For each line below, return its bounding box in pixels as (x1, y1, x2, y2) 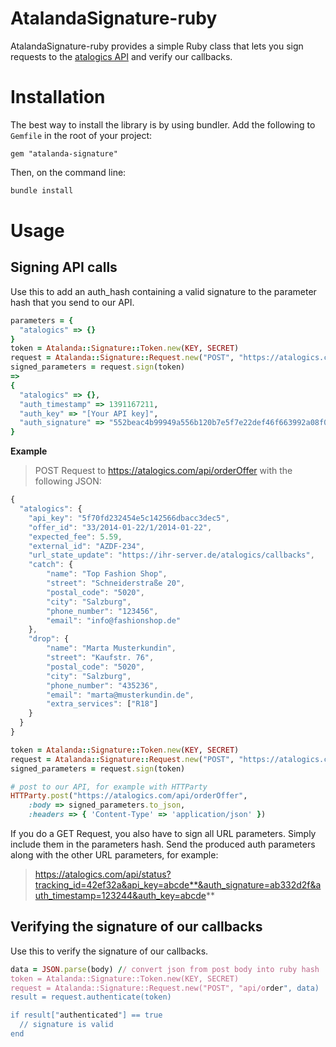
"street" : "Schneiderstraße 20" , (46, 578, 186, 588)
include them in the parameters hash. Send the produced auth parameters (10, 838, 316, 850)
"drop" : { (28, 634, 70, 644)
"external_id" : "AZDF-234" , (28, 541, 145, 551)
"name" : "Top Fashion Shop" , (46, 569, 168, 579)
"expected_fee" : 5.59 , (28, 532, 123, 542)
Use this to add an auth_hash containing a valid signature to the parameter (10, 285, 317, 297)
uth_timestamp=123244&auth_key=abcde (34, 890, 207, 901)
